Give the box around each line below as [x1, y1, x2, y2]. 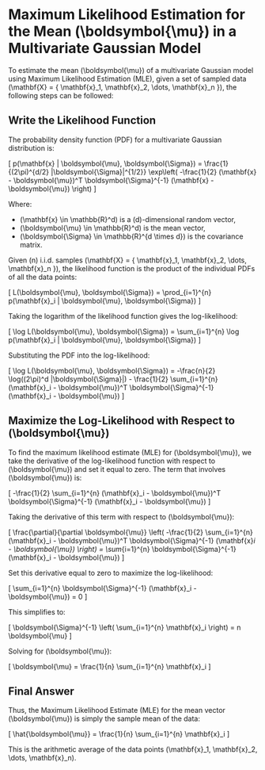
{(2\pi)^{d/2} [8, 167, 50, 176]
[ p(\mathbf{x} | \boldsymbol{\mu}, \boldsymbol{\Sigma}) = [8, 159, 203, 168]
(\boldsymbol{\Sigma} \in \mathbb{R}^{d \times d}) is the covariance [19, 232, 244, 241]
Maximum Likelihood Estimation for [8, 6, 245, 24]
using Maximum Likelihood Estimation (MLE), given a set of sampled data [8, 74, 247, 83]
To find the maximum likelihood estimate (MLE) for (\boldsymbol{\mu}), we [8, 447, 252, 457]
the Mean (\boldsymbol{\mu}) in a [8, 22, 237, 40]
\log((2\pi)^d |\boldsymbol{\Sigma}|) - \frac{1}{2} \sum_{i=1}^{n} [8, 374, 218, 384]
